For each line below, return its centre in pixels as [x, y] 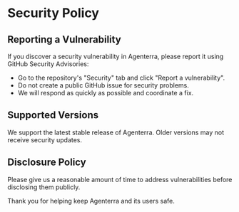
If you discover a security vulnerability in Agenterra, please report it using [116, 56]
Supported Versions [53, 115]
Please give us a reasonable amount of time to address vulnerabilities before [120, 179]
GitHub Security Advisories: [48, 64]
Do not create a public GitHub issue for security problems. [103, 85]
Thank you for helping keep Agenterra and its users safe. [91, 201]
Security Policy [54, 13]
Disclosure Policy [47, 163]
